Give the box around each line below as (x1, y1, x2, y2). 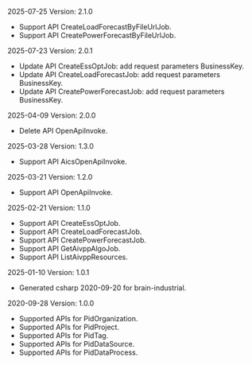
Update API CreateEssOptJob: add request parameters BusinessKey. (18, 61, 244, 71)
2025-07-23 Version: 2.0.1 (7, 46, 93, 55)
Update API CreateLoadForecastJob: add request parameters (18, 70, 220, 79)
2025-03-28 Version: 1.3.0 (7, 142, 95, 150)
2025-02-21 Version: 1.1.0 (7, 203, 91, 212)
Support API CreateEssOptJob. (18, 219, 121, 227)
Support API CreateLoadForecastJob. (18, 227, 142, 236)
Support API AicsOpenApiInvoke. (18, 157, 128, 166)
